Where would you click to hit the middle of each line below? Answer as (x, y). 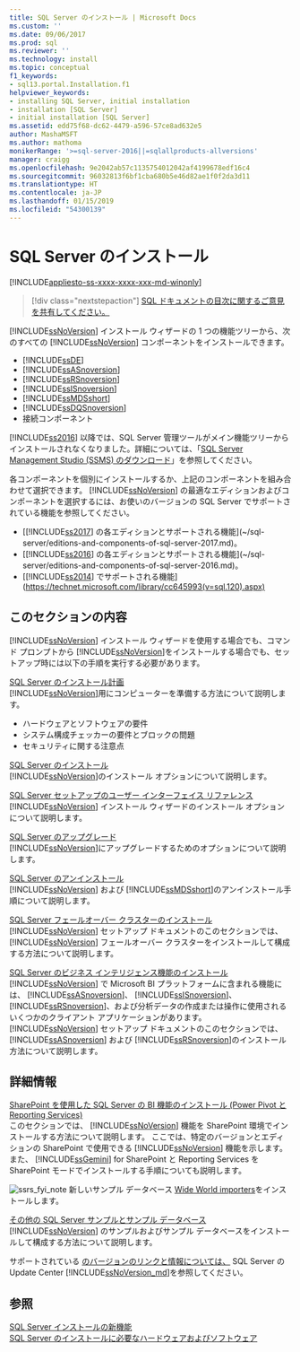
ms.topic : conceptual (50, 68)
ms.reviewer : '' (39, 51)
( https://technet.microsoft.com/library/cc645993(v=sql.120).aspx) (144, 586)
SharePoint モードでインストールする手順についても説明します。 (128, 1171)
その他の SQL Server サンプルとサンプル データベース (108, 1220)
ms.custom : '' (36, 26)
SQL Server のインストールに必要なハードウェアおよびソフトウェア (133, 1339)
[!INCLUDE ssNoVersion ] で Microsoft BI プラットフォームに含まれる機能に (146, 983)
